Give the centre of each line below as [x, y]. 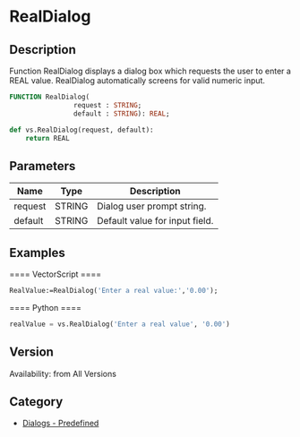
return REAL [47, 138]
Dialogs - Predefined [60, 424]
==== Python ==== [46, 307]
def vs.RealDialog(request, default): [81, 130]
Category [36, 402]
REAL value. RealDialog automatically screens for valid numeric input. [137, 81]
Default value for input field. [155, 221]
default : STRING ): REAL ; [121, 114]
